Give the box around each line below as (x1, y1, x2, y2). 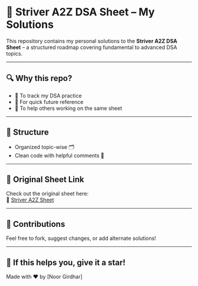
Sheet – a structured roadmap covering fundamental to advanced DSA (6, 44, 177, 51)
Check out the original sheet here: (6, 190, 89, 197)
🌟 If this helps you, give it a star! (6, 257, 126, 268)
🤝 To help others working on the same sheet (14, 105, 123, 112)
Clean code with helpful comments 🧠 (14, 152, 104, 159)
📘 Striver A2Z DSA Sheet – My (6, 5, 155, 19)
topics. (6, 50, 23, 57)
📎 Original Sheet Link (6, 174, 84, 184)
